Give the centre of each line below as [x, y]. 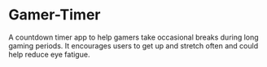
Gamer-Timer [55, 15]
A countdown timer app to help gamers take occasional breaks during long [133, 37]
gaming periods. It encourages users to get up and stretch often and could [133, 45]
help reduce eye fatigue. [49, 54]
